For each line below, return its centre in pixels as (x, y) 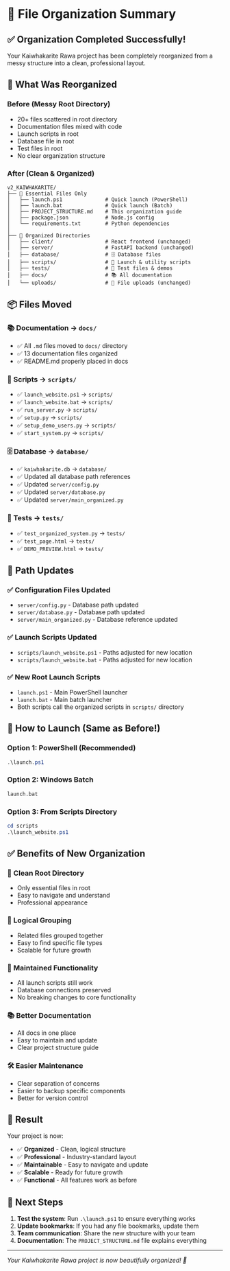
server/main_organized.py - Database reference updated (97, 620)
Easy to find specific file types (60, 942)
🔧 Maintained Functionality (53, 968)
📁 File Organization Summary (92, 14)
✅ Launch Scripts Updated (52, 638)
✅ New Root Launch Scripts (54, 677)
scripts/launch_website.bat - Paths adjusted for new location (105, 660)
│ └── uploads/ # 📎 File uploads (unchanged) (99, 283)
